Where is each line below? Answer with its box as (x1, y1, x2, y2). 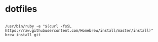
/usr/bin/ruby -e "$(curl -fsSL (5, 23, 72, 29)
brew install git (5, 32, 41, 37)
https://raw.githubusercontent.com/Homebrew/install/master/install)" (5, 28, 154, 33)
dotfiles (5, 3, 38, 15)
